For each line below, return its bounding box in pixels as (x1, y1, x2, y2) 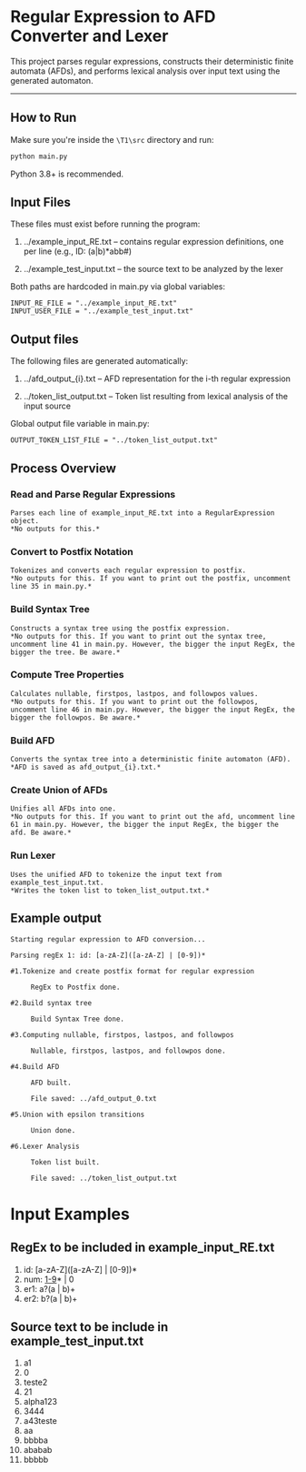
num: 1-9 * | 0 (23, 1274, 74, 1285)
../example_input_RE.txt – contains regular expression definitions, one (23, 237, 284, 247)
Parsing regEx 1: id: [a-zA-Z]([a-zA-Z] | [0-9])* (10, 951, 206, 960)
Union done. (30, 1125, 76, 1134)
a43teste (23, 1416, 57, 1427)
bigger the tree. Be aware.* (10, 648, 121, 657)
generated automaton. (10, 75, 94, 86)
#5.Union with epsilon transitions (10, 1110, 145, 1119)
